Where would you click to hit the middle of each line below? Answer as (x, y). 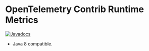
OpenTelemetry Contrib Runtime (74, 9)
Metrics (22, 20)
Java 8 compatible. (32, 43)
